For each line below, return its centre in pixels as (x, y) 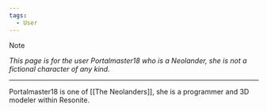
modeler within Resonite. (50, 100)
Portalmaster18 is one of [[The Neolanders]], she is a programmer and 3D (129, 91)
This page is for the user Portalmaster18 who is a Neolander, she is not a (128, 61)
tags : (18, 15)
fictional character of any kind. (59, 68)
